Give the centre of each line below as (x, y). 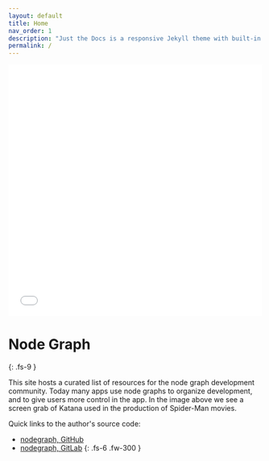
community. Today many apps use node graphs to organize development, (130, 391)
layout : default (35, 16)
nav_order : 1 (30, 31)
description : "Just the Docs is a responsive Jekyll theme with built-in (135, 38)
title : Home (28, 23)
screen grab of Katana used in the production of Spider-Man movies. (123, 409)
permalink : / (30, 46)
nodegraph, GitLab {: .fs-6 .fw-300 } (81, 448)
